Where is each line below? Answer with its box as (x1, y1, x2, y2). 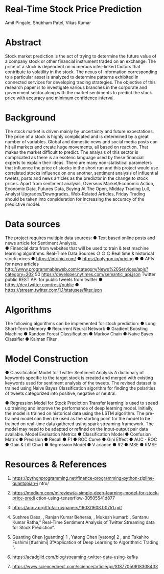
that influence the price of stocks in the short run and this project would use (5, 164, 158, 170)
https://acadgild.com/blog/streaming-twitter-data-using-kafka (12, 554, 138, 560)
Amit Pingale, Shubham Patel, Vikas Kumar (5, 20, 92, 26)
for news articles (5, 261, 39, 267)
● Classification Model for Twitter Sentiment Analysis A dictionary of (5, 369, 144, 375)
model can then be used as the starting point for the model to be (20, 415, 151, 421)
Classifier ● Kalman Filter (5, 336, 57, 342)
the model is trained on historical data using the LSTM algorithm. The (5, 410, 144, 416)
